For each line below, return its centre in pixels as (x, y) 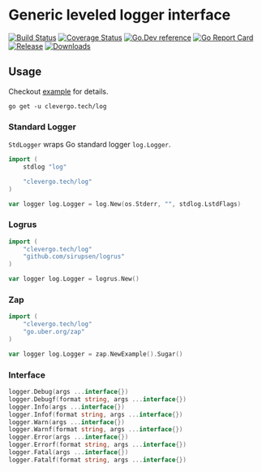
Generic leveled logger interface (120, 15)
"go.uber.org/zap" (54, 332)
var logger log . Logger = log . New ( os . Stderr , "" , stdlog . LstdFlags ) (125, 204)
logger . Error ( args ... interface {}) (69, 437)
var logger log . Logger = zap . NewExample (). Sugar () (96, 354)
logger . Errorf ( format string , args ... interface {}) (97, 445)
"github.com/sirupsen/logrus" (74, 257)
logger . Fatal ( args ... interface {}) (69, 452)
